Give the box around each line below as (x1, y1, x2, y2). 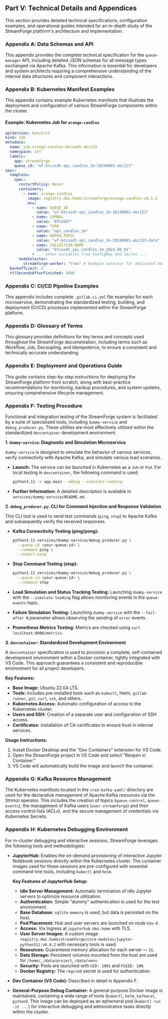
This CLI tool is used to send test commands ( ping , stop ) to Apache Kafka (5, 513, 157, 519)
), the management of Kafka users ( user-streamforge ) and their (18, 803, 149, 809)
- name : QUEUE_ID (31, 205, 68, 210)
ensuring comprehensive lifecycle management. (5, 390, 104, 396)
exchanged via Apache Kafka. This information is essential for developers (5, 63, 157, 69)
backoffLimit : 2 (9, 266, 43, 271)
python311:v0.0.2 (19, 942, 56, 947)
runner (12, 696, 26, 701)
